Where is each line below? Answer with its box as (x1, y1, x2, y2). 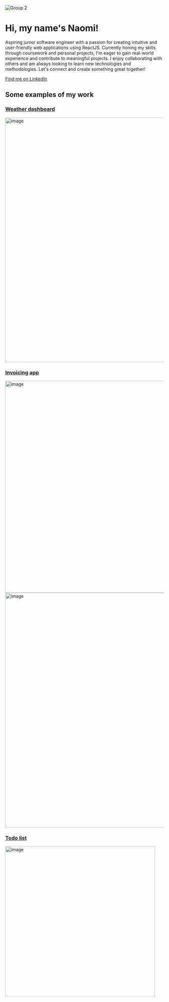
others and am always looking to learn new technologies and (5, 61, 131, 67)
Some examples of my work (5, 90, 94, 99)
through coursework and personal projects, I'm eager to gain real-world (5, 50, 154, 56)
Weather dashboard (5, 106, 55, 113)
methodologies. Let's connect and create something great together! (5, 66, 146, 72)
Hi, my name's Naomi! (5, 23, 99, 34)
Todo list (5, 834, 27, 841)
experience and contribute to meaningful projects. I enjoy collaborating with (5, 55, 162, 61)
